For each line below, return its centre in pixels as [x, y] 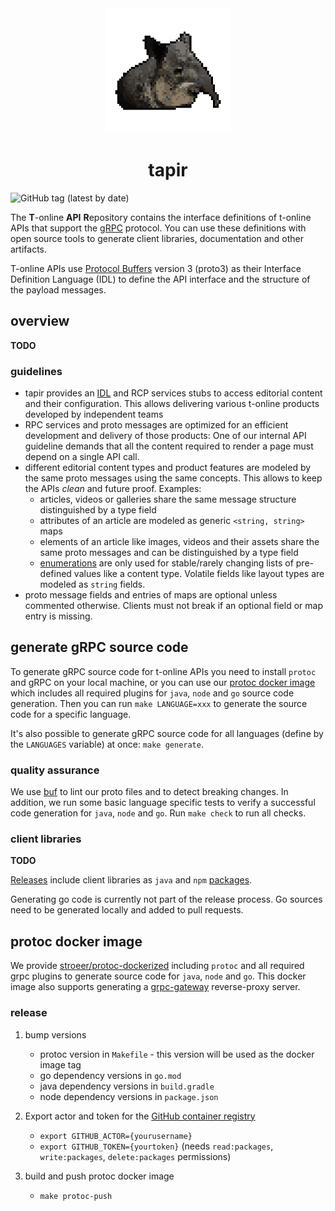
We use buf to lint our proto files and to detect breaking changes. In [149, 792]
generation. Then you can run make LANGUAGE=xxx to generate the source [159, 703]
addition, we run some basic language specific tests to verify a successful [163, 803]
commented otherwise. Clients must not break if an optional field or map [173, 606]
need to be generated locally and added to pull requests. [127, 910]
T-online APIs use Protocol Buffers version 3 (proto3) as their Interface [156, 268]
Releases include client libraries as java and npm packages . [131, 880]
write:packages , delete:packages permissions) [135, 1156]
